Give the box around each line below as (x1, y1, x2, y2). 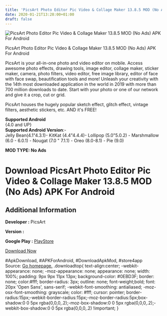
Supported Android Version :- (5, 127, 67, 133)
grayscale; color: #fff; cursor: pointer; (48, 290, 125, 296)
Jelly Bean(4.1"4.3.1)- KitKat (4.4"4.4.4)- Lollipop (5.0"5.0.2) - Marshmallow (5, 133, 159, 139)
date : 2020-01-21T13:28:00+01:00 (5, 12, 75, 17)
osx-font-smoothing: (5, 290, 48, 296)
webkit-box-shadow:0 (5, 305, 51, 312)
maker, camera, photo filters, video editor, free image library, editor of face (5, 71, 158, 77)
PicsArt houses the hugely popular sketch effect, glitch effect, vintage (5, 102, 148, 108)
